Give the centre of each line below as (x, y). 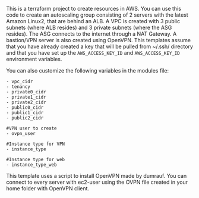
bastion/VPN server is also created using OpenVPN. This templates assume (99, 40)
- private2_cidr (26, 102)
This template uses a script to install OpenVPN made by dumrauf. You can (97, 176)
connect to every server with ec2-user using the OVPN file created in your (97, 182)
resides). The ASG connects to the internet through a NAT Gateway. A (91, 34)
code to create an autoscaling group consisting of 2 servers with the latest (97, 15)
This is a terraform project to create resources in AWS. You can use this (94, 9)
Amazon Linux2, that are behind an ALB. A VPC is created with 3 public (93, 21)
